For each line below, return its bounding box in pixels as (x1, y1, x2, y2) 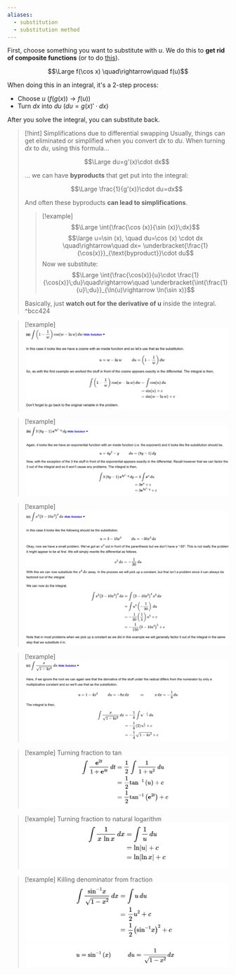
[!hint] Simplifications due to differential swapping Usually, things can (24, 129, 225, 138)
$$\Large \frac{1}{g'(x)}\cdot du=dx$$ (70, 185, 183, 193)
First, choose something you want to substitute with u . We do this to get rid (7, 46, 225, 55)
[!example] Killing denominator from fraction (24, 875, 153, 884)
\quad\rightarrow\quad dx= (63, 241, 142, 250)
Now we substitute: (41, 260, 98, 268)
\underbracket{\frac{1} (143, 241, 209, 250)
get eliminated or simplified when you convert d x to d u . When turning (24, 137, 225, 145)
